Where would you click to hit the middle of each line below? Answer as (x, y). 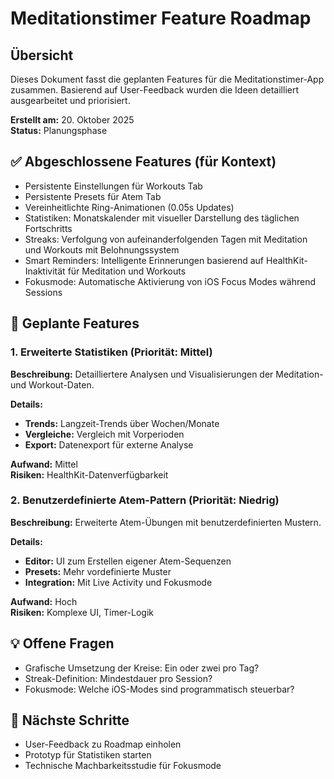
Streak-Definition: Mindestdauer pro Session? (118, 678)
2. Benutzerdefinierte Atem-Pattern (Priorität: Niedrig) (145, 500)
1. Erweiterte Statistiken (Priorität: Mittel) (111, 352)
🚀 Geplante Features (75, 323)
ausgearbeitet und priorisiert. (70, 100)
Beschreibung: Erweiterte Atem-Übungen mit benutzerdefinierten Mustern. (166, 522)
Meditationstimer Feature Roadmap (161, 18)
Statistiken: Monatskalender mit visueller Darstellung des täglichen (162, 218)
